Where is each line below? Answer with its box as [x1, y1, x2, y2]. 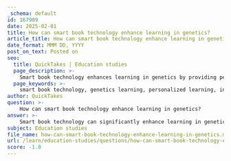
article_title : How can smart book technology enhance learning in [7, 36, 205, 42]
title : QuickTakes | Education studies [13, 61, 128, 68]
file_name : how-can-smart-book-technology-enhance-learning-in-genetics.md [7, 131, 229, 138]
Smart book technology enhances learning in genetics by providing [19, 73, 217, 81]
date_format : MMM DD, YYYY [7, 42, 85, 49]
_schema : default [7, 10, 57, 17]
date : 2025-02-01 [7, 23, 57, 29]
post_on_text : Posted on [7, 49, 78, 55]
